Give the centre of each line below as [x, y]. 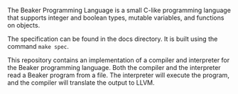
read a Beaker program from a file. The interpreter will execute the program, [118, 75]
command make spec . [38, 46]
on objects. [24, 25]
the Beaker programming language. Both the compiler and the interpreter [114, 67]
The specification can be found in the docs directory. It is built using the [113, 39]
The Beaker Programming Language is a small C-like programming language [119, 10]
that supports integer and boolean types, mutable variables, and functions [116, 18]
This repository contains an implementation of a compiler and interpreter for [119, 60]
